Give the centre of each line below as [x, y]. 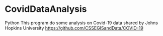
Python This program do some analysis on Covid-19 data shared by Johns [81, 23]
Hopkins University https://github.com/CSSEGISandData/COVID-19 [74, 28]
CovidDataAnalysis [46, 9]
